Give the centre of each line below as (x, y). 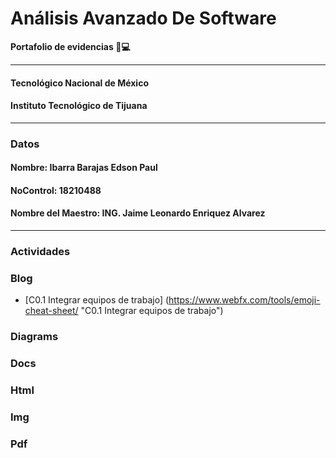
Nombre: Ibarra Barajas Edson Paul (84, 168)
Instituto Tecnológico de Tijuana (79, 106)
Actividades (40, 251)
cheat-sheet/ (51, 311)
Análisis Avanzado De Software (143, 18)
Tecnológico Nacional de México (79, 83)
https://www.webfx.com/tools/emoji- (244, 300)
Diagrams (34, 337)
